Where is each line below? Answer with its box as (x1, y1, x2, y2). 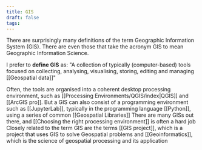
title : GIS (6, 8, 34, 15)
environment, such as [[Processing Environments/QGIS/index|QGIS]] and (6, 92, 189, 100)
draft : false (6, 15, 39, 21)
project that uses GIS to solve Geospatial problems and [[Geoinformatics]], (6, 131, 193, 138)
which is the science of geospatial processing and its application (6, 137, 168, 145)
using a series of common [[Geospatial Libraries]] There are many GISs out (6, 111, 194, 119)
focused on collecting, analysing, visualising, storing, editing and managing (6, 68, 194, 75)
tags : (6, 20, 20, 26)
